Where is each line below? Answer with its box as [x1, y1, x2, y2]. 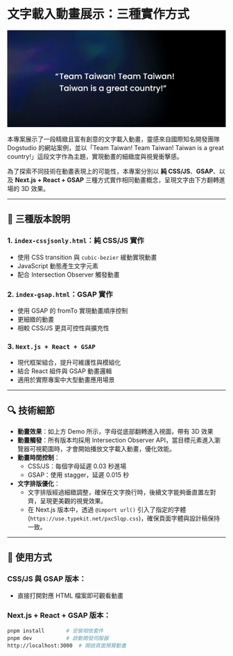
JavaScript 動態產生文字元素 [17, 261, 98, 270]
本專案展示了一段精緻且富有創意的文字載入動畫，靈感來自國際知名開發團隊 [7, 135, 220, 143]
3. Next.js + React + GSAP [7, 341, 96, 351]
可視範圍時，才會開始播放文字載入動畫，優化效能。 [29, 444, 175, 452]
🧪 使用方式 [7, 552, 52, 564]
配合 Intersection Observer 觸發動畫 [17, 270, 120, 279]
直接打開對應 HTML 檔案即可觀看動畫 [17, 591, 123, 600]
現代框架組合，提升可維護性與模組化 [17, 359, 121, 367]
